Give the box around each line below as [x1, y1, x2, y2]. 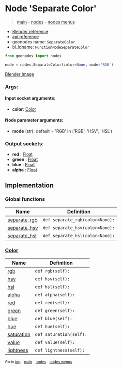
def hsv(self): [35, 276, 70, 282]
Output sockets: [5, 140, 44, 147]
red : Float [12, 152, 33, 157]
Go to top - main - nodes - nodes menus [5, 359, 73, 365]
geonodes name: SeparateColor [12, 39, 76, 44]
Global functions [5, 195, 45, 202]
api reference [12, 34, 39, 39]
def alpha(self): [35, 292, 75, 298]
